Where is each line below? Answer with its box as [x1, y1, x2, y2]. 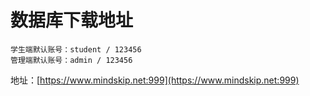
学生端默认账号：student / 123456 [10, 44, 142, 55]
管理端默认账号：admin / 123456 [10, 55, 133, 65]
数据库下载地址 [10, 9, 134, 32]
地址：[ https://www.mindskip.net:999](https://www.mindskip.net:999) [10, 74, 300, 86]
